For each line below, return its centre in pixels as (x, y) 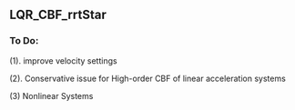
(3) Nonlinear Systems (51, 95)
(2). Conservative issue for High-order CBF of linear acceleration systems (148, 78)
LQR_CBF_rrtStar (58, 15)
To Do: (24, 41)
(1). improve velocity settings (63, 60)
